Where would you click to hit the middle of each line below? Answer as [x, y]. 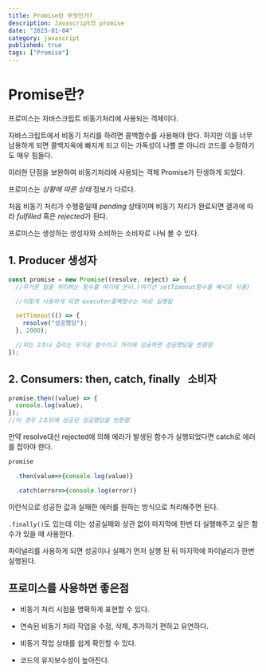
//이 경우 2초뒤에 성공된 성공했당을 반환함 [69, 421]
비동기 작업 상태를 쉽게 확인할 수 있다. [78, 642]
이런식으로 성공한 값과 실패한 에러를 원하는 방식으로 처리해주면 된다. [113, 507]
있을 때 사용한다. [48, 534]
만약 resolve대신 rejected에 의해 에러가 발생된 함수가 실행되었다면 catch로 [125, 437]
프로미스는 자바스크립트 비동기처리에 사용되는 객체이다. [94, 118]
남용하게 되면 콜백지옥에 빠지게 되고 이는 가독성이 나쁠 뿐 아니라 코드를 [117, 145]
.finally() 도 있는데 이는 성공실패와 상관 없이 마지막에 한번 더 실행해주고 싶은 [129, 524]
